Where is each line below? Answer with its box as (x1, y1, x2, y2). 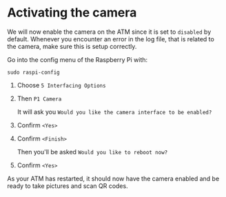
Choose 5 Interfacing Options (17, 81, 106, 89)
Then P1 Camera (17, 94, 62, 103)
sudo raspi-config (7, 69, 60, 76)
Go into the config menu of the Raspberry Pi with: (7, 55, 148, 63)
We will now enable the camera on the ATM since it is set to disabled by (7, 28, 212, 36)
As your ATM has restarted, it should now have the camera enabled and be (7, 174, 220, 183)
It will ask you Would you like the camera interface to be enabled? (17, 107, 212, 116)
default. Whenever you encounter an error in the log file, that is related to (7, 34, 215, 43)
